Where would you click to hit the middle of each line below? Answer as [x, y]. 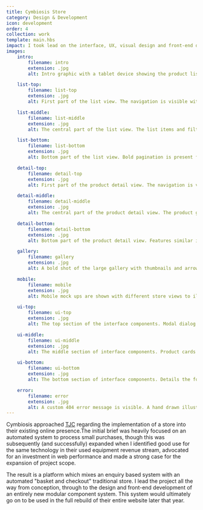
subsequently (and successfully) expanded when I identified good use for [98, 444]
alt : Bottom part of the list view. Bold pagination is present [111, 157]
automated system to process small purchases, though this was [85, 437]
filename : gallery [51, 257]
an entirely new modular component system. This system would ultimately [98, 494]
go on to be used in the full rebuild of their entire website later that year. [95, 500]
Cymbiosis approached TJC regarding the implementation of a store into [96, 425]
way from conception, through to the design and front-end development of [99, 488]
